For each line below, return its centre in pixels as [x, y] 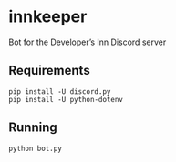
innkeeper [48, 17]
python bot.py [36, 148]
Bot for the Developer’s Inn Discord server [88, 42]
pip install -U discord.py [60, 91]
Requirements [49, 71]
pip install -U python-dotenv [66, 99]
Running [33, 128]
